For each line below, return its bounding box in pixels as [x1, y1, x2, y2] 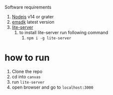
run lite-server [11, 79, 45, 85]
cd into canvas [11, 74, 41, 80]
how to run [4, 52, 50, 63]
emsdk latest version [11, 19, 55, 25]
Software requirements [4, 4, 52, 10]
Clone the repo [11, 68, 43, 74]
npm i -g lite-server [26, 36, 71, 41]
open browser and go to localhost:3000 [11, 84, 94, 90]
